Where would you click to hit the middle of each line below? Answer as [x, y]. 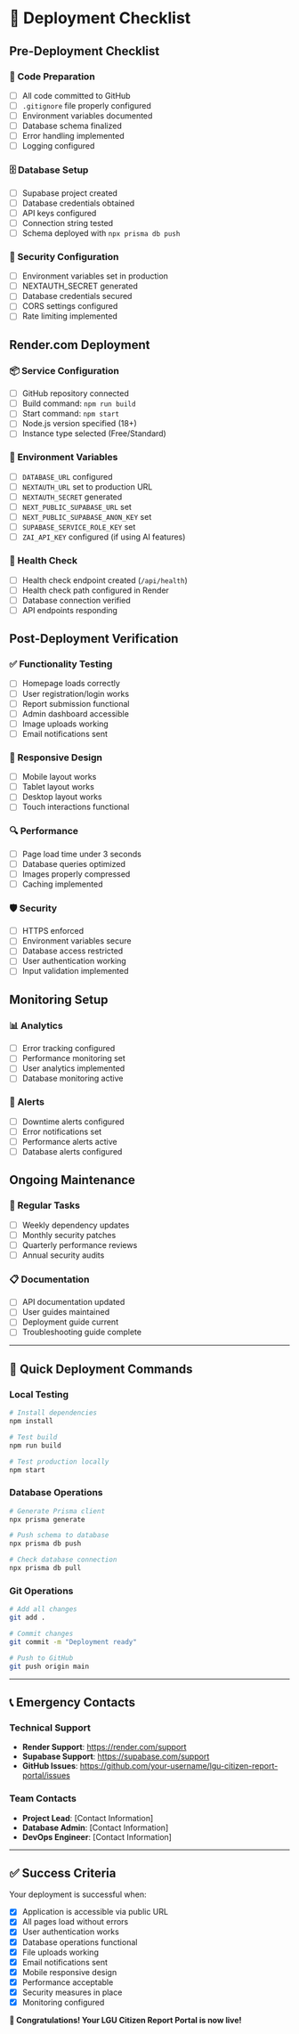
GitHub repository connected [75, 393]
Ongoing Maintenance [73, 1180]
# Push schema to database [59, 1536]
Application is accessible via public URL [95, 1912]
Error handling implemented [73, 136]
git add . [28, 1618]
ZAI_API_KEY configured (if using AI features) [104, 537]
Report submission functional [76, 703]
